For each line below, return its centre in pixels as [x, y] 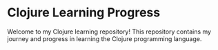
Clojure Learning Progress [84, 13]
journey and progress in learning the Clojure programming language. [105, 38]
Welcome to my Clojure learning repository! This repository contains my [109, 32]
